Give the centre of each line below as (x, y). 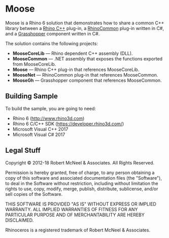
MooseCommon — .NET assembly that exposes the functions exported (88, 58)
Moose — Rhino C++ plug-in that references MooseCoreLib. (76, 70)
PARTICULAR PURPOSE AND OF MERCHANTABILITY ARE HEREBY (75, 215)
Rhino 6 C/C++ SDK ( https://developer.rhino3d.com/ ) (68, 124)
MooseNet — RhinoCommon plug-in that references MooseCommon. (85, 75)
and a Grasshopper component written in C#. (53, 33)
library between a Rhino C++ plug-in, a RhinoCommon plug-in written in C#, (84, 28)
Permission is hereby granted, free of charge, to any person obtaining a (80, 173)
